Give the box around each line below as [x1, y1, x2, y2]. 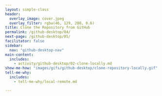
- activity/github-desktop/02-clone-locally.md [14, 61, 112, 66]
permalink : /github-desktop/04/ [5, 30, 71, 34]
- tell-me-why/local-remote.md [14, 79, 77, 84]
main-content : [5, 52, 34, 57]
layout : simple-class [5, 7, 49, 12]
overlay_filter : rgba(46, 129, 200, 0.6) [9, 20, 95, 26]
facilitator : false [5, 39, 45, 44]
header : [5, 12, 21, 16]
